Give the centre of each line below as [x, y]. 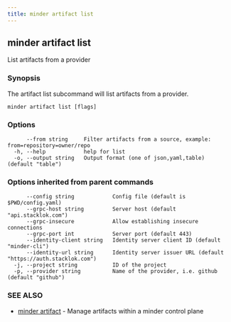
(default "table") [34, 164]
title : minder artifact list [50, 14]
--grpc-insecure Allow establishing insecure [112, 222]
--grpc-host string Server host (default [101, 209]
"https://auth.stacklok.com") [52, 259]
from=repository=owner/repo [49, 146]
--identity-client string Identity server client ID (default [123, 240]
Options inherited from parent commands [81, 182]
